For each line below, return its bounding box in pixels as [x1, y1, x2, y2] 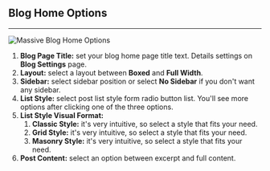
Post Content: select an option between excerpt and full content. [19, 153, 236, 163]
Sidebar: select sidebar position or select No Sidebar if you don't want [19, 76, 256, 86]
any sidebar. [19, 84, 62, 95]
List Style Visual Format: [19, 110, 104, 120]
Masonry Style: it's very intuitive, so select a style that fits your [31, 136, 243, 145]
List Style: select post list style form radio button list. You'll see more [19, 93, 249, 103]
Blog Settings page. [19, 59, 87, 69]
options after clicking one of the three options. [19, 102, 174, 112]
